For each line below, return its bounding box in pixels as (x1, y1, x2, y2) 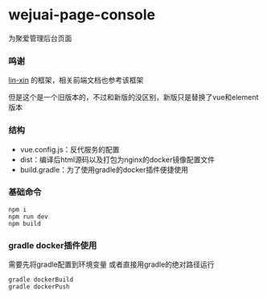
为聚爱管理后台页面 (8, 33, 72, 43)
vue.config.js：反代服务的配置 (19, 144, 120, 154)
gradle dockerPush (8, 283, 70, 291)
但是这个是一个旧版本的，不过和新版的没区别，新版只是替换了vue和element (8, 93, 259, 102)
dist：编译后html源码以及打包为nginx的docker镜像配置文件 (19, 155, 216, 164)
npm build (8, 219, 42, 227)
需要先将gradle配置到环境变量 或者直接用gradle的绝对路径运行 (8, 260, 215, 269)
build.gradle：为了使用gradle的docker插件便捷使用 (19, 164, 189, 174)
